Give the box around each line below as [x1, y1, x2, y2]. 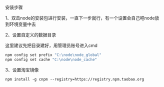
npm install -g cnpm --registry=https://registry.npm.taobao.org [5, 76, 144, 81]
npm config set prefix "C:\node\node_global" [5, 52, 101, 57]
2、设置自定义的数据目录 [5, 32, 56, 37]
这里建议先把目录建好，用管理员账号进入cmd [5, 42, 97, 48]
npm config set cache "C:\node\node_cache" [5, 57, 97, 62]
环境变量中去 [9, 21, 36, 27]
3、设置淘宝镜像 [5, 66, 39, 72]
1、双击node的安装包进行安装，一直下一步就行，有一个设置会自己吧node [5, 15, 155, 21]
